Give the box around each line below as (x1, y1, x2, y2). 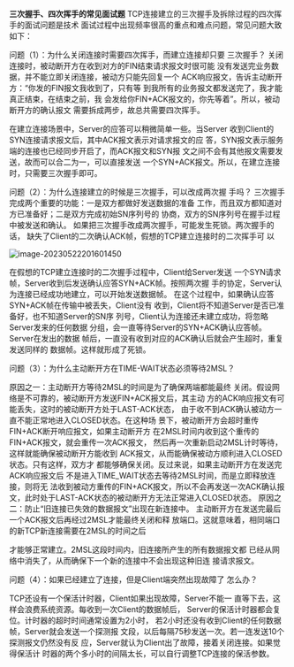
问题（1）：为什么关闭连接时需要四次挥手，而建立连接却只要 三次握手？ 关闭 (9, 50, 284, 60)
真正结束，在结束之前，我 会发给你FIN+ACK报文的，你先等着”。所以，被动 (9, 94, 281, 104)
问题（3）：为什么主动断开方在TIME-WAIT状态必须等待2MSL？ (9, 363, 236, 373)
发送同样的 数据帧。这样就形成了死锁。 (9, 344, 151, 355)
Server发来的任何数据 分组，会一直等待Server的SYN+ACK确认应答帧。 (9, 322, 267, 333)
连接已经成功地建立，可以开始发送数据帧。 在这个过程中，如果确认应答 (16, 289, 275, 299)
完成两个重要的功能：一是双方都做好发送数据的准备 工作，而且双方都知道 (9, 198, 275, 208)
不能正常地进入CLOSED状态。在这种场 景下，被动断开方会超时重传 (16, 415, 259, 425)
